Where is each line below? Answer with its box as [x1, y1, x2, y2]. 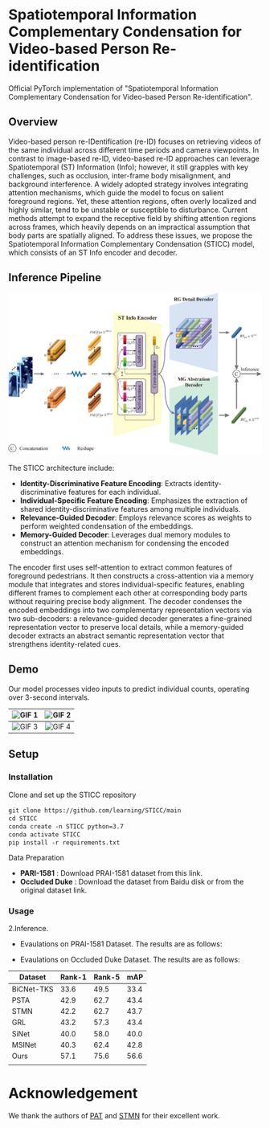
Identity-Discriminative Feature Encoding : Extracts [19, 478, 193, 488]
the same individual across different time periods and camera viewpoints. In [8, 145, 260, 154]
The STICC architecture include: [8, 463, 115, 472]
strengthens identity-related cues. [8, 639, 121, 648]
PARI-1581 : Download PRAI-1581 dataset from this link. [19, 868, 203, 877]
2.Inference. [8, 923, 49, 933]
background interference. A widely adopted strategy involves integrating [8, 179, 249, 189]
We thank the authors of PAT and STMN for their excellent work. [8, 1110, 221, 1120]
